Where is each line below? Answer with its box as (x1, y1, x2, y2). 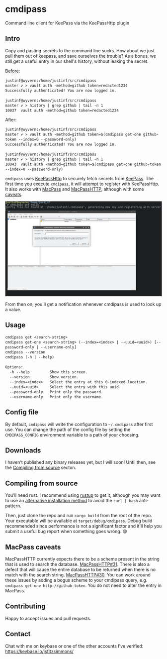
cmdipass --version (5, 349, 46, 354)
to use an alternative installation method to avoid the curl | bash (5, 498, 138, 504)
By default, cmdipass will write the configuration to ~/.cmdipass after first (5, 421, 153, 427)
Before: (5, 68, 20, 74)
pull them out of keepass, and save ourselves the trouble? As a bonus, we (5, 53, 157, 59)
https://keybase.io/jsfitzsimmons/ (5, 648, 74, 654)
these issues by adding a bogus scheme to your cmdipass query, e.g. (5, 577, 148, 583)
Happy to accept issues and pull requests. (5, 615, 91, 621)
